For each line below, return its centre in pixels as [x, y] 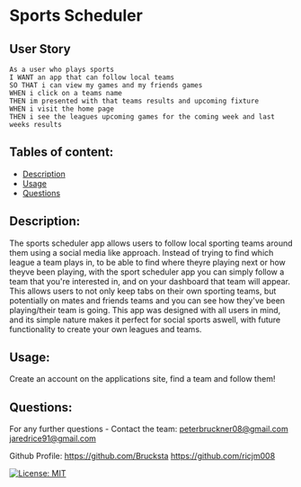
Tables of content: [62, 153]
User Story [40, 49]
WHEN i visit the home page [62, 109]
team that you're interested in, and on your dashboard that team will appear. [150, 281]
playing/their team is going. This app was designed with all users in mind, [145, 310]
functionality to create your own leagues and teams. [106, 329]
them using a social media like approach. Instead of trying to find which [142, 252]
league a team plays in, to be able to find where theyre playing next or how [147, 262]
